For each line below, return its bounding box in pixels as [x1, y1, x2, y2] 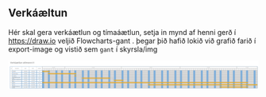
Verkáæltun [8, 6, 68, 20]
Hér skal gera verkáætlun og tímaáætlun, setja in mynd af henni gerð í [8, 27, 237, 37]
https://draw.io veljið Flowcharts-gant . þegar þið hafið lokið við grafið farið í [8, 36, 256, 45]
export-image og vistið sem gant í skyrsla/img [8, 44, 158, 54]
